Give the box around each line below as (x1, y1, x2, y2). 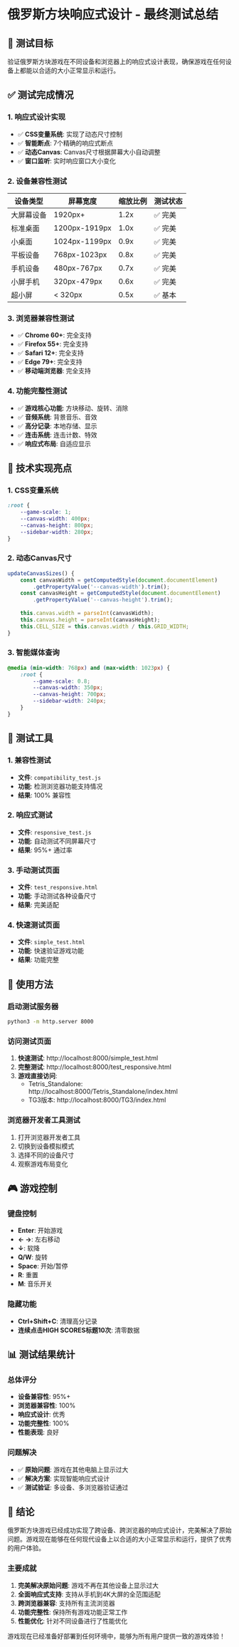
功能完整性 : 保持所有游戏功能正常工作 (17, 1608, 128, 1616)
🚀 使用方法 (7, 978, 53, 991)
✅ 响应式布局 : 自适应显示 (17, 439, 91, 448)
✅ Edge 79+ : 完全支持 (17, 358, 83, 366)
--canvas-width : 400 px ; (20, 515, 91, 522)
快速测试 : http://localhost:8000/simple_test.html (17, 1054, 159, 1063)
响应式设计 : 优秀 (17, 1410, 65, 1419)
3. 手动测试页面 (7, 865, 60, 875)
